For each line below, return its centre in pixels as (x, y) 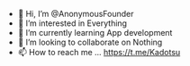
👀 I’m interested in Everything (72, 23)
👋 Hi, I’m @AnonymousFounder (76, 14)
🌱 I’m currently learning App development (95, 33)
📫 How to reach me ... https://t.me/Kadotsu (99, 52)
